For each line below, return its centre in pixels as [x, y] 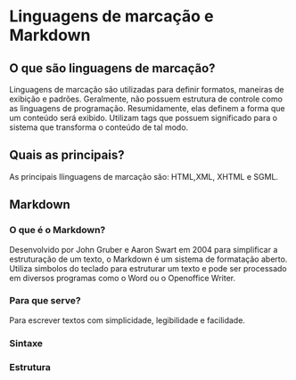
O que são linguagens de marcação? [112, 68]
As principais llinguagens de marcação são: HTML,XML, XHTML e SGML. [144, 176]
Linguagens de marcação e [111, 16]
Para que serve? [45, 301]
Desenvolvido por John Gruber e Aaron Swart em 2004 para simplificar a [144, 249]
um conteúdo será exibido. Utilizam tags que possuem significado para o [144, 118]
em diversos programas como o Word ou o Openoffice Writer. [123, 278]
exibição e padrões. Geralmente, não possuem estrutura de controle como [146, 99]
